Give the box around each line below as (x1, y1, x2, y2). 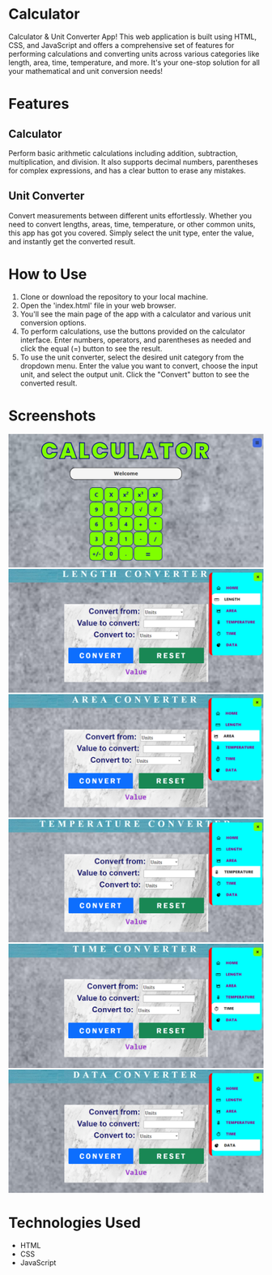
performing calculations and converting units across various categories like (8, 49, 260, 58)
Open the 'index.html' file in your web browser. (19, 300, 176, 310)
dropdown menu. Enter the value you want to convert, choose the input (19, 360, 258, 370)
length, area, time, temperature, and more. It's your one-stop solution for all (8, 58, 261, 67)
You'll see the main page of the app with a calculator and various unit (19, 309, 251, 319)
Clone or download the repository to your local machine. (19, 291, 209, 301)
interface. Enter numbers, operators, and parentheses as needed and (19, 334, 252, 345)
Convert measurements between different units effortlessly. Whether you (8, 210, 253, 220)
